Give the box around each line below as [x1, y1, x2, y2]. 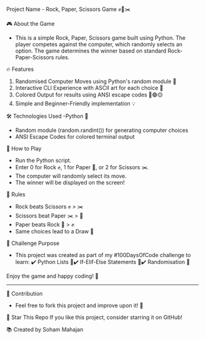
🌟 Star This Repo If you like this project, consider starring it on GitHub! [6, 314, 183, 321]
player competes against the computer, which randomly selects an [15, 41, 183, 48]
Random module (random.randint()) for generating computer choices [15, 126, 189, 134]
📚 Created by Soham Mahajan [6, 326, 84, 333]
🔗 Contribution [6, 290, 43, 297]
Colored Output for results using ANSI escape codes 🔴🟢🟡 [15, 91, 164, 98]
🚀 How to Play [6, 145, 41, 152]
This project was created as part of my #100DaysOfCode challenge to [15, 252, 191, 258]
